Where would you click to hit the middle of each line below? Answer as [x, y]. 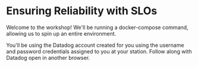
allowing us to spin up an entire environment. [61, 33]
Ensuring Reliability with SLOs [82, 11]
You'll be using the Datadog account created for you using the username [95, 45]
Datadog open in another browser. [48, 58]
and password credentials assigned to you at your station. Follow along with [99, 51]
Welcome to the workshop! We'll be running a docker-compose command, [97, 27]
